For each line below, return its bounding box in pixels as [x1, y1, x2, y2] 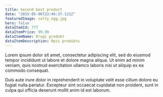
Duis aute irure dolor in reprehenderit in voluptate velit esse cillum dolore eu [5, 77, 158, 82]
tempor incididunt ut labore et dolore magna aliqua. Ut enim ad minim [5, 57, 145, 63]
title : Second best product [5, 7, 63, 12]
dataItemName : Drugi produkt [5, 34, 65, 39]
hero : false [5, 20, 29, 26]
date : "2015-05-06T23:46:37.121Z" [5, 12, 76, 16]
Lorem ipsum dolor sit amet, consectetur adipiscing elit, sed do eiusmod [5, 52, 151, 58]
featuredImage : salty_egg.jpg [5, 16, 67, 21]
